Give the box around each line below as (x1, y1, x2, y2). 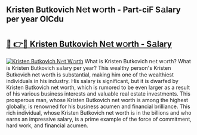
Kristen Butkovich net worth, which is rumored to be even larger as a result (6, 84, 190, 91)
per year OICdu (6, 14, 64, 24)
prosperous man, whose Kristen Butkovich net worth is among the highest (6, 97, 189, 103)
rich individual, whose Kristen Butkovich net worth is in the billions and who (6, 109, 192, 116)
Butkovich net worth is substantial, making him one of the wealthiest (6, 71, 174, 78)
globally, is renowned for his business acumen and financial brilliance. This (6, 103, 190, 110)
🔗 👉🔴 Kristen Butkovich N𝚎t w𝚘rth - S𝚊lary (6, 39, 172, 49)
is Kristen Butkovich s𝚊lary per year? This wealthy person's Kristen (6, 65, 171, 71)
